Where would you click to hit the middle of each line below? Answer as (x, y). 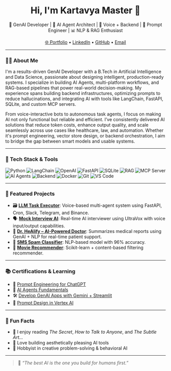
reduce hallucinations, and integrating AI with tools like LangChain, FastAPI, (84, 99)
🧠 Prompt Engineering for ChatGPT (49, 284)
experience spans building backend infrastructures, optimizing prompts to (83, 94)
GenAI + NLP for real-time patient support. (57, 237)
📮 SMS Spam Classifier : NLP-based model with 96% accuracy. (79, 242)
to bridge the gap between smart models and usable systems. (70, 141)
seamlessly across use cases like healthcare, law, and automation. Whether (84, 130)
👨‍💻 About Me (22, 60)
